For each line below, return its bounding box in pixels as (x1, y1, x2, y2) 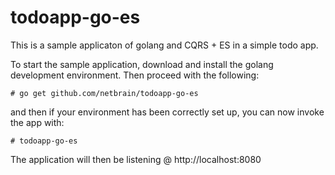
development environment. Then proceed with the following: (10, 69, 260, 81)
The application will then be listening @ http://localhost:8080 (10, 153, 262, 165)
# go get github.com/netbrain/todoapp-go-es (10, 88, 199, 98)
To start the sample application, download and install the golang (10, 58, 274, 70)
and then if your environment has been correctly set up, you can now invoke (10, 106, 325, 118)
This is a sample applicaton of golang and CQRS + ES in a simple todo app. (10, 39, 319, 51)
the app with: (10, 116, 65, 128)
